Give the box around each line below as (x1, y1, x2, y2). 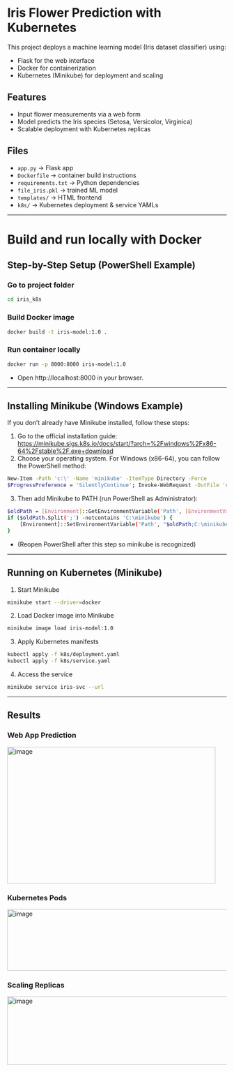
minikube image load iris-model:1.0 (7, 625, 114, 632)
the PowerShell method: (17, 462, 86, 470)
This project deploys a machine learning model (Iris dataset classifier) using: (7, 43, 226, 51)
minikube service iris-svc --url (7, 684, 104, 691)
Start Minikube (17, 585, 60, 594)
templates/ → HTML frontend (17, 193, 102, 202)
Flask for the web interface (17, 56, 95, 64)
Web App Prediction (7, 731, 77, 740)
